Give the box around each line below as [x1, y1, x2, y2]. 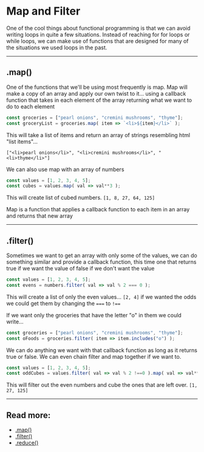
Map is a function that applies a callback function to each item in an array [6, 206, 190, 213]
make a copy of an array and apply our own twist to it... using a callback [6, 90, 186, 97]
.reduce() [15, 439, 39, 447]
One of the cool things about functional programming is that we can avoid [6, 24, 191, 32]
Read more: [6, 410, 51, 420]
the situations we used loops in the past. [6, 44, 107, 51]
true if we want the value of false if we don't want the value [6, 265, 155, 272]
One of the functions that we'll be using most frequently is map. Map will [6, 83, 188, 91]
